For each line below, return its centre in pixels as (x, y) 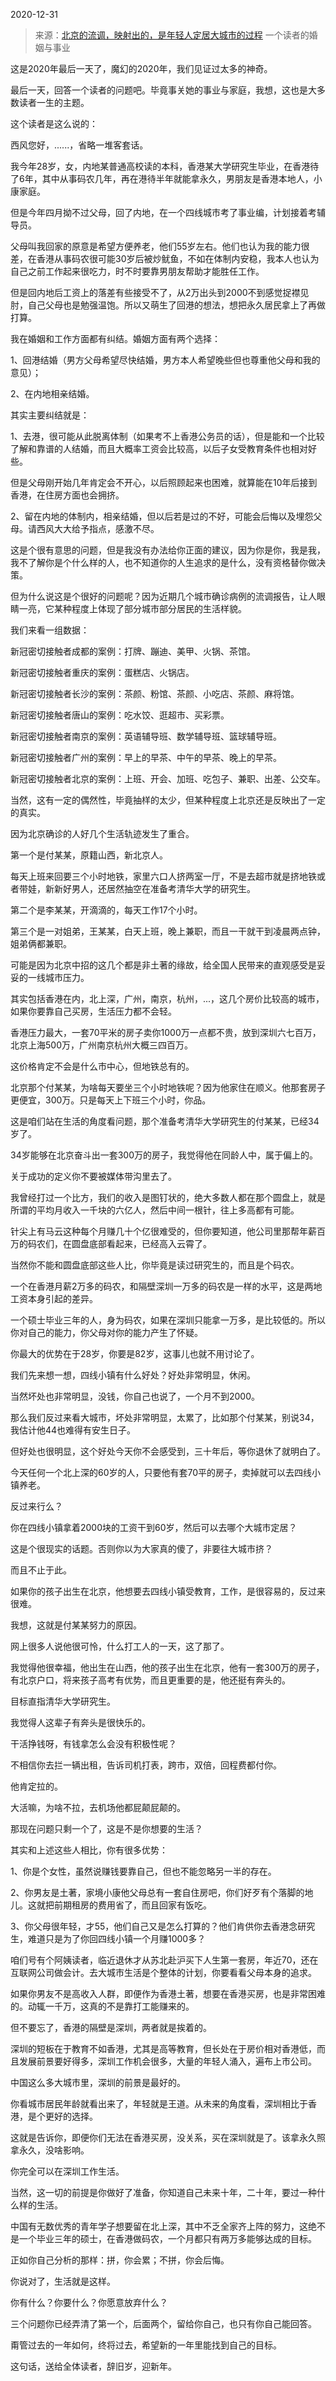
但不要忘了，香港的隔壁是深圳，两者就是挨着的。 (111, 2027)
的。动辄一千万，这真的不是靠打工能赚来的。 (102, 2006)
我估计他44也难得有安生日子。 (73, 1430)
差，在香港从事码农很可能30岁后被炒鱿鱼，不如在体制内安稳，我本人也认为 (165, 258)
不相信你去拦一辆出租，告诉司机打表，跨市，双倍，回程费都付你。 (146, 1765)
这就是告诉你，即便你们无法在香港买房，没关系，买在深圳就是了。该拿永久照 (168, 2137)
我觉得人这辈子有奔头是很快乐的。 (80, 1722)
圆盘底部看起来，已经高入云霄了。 (141, 1243)
